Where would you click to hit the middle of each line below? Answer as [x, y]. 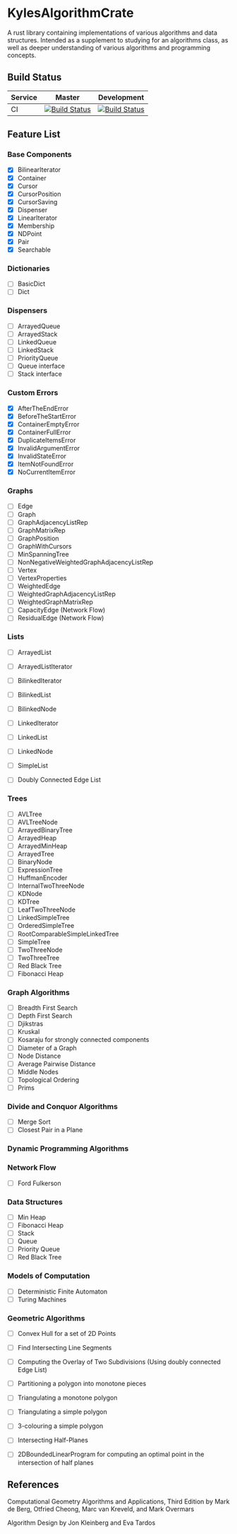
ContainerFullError [44, 432]
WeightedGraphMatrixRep [55, 602]
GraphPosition [38, 538]
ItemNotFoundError [45, 464]
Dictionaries [29, 269]
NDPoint [30, 233]
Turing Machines [42, 1299]
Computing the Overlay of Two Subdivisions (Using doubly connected [119, 1362]
